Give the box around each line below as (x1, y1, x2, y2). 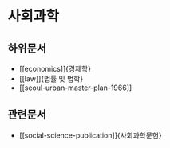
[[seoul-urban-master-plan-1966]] (18, 83, 132, 92)
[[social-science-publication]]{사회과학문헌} (18, 130, 162, 140)
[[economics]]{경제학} (18, 64, 91, 73)
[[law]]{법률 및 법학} (18, 74, 84, 84)
